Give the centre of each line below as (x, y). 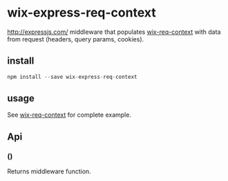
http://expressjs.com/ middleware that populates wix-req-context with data (114, 32)
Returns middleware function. (49, 171)
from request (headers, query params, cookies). (76, 39)
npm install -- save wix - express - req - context (72, 77)
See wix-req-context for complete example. (69, 115)
